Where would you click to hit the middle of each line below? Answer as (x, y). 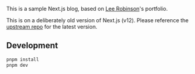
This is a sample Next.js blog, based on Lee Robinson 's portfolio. (87, 9)
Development (32, 45)
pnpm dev (17, 65)
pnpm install (23, 60)
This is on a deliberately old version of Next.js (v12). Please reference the (97, 20)
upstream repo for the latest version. (52, 27)
